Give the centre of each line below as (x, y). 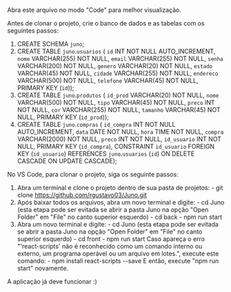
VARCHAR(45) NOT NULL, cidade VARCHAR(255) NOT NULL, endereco (118, 73)
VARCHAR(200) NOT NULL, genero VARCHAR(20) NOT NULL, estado (115, 66)
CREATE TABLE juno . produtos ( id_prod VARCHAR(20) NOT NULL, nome (118, 95)
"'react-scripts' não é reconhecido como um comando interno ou (110, 246)
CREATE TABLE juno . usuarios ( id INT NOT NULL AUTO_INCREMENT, (116, 51)
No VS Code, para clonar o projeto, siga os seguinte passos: (93, 174)
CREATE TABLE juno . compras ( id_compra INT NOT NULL (96, 124)
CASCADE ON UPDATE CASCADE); (67, 161)
